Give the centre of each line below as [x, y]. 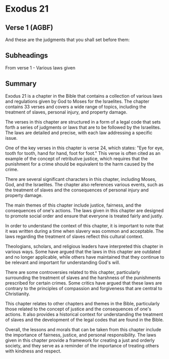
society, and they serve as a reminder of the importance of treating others [82, 345]
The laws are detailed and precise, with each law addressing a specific [79, 133]
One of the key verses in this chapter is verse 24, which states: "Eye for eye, [84, 148]
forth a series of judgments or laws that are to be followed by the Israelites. [83, 127]
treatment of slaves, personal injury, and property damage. [66, 112]
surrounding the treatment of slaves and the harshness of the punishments [83, 277]
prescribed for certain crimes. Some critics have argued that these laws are [84, 283]
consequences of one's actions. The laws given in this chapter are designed [84, 210]
